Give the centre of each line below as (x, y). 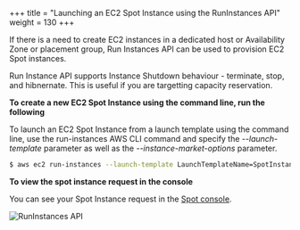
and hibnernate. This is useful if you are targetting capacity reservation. (141, 85)
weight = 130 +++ (42, 22)
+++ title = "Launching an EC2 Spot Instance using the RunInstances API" (145, 13)
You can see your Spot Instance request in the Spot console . (121, 199)
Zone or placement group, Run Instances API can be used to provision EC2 (147, 49)
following (27, 112)
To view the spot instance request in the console (101, 181)
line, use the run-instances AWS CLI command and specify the (125, 139)
